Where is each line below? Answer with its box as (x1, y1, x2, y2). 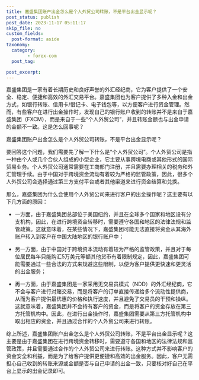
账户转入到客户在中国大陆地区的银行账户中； (14, 233, 124, 240)
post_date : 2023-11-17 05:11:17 (6, 20, 86, 26)
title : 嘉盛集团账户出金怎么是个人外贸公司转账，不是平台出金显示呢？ (6, 8, 157, 15)
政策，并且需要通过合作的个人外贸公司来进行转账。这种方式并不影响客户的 (11, 345, 193, 352)
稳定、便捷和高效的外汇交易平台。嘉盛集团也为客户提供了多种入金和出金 (16, 93, 193, 101)
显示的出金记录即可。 (16, 368, 69, 375)
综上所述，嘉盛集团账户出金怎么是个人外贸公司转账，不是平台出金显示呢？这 (6, 330, 193, 337)
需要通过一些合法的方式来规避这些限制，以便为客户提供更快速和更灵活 (20, 261, 191, 268)
